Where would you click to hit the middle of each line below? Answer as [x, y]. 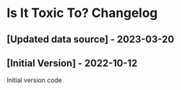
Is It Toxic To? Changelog [82, 13]
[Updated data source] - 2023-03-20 [90, 39]
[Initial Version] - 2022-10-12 [72, 63]
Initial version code [34, 80]
